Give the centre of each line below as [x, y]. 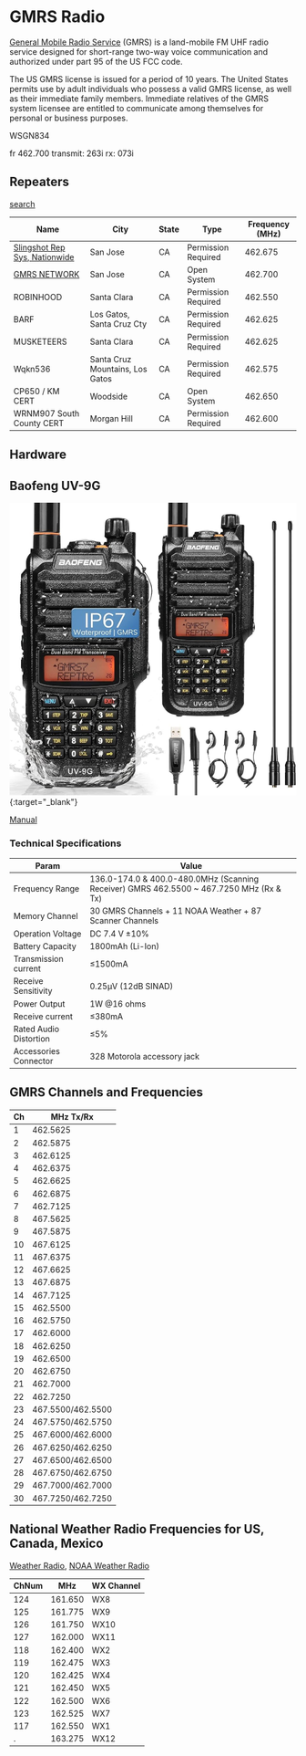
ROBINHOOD [38, 297]
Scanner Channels [124, 921]
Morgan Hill [112, 418]
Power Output [39, 1003]
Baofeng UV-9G [55, 486]
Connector [33, 1061]
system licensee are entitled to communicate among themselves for [137, 108]
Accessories [37, 1051]
